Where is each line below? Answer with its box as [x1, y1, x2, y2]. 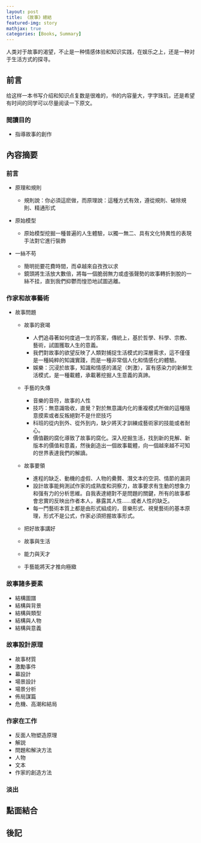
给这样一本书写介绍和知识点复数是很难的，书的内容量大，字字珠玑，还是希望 [6, 92, 195, 99]
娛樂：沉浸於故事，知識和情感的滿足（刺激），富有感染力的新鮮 [32, 364, 188, 371]
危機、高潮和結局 [14, 700, 57, 707]
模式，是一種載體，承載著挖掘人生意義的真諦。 [38, 372, 154, 379]
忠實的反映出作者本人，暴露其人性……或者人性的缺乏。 [38, 498, 173, 505]
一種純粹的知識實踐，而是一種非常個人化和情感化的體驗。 [38, 357, 180, 364]
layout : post [6, 8, 39, 15]
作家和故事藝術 [6, 294, 50, 302]
